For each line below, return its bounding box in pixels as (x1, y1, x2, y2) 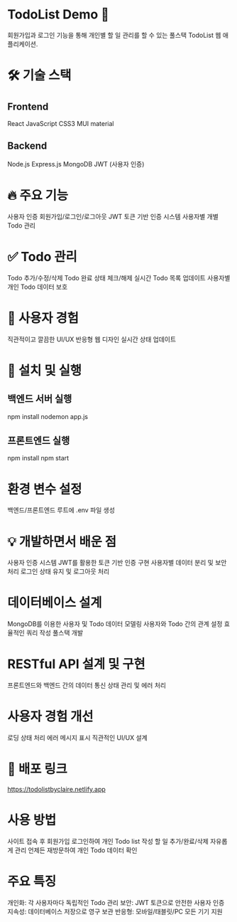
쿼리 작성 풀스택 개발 (26, 629, 84, 637)
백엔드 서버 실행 (7, 393, 72, 405)
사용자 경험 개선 (7, 709, 94, 725)
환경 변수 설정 (7, 481, 82, 497)
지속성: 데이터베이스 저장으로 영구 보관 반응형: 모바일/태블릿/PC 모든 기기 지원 (7, 907, 223, 916)
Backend (7, 140, 48, 152)
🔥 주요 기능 (7, 187, 69, 203)
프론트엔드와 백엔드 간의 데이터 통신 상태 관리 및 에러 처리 (7, 681, 167, 689)
